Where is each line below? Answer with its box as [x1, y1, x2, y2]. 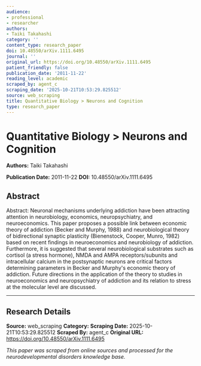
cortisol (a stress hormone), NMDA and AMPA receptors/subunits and [6, 251, 178, 259]
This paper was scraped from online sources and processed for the [6, 347, 173, 354]
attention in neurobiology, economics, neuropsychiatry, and [6, 214, 153, 221]
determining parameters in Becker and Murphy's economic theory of [6, 265, 176, 272]
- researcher [6, 20, 39, 26]
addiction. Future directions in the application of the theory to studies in [6, 271, 182, 278]
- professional [6, 14, 44, 20]
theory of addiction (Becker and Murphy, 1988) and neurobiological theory [6, 226, 190, 233]
